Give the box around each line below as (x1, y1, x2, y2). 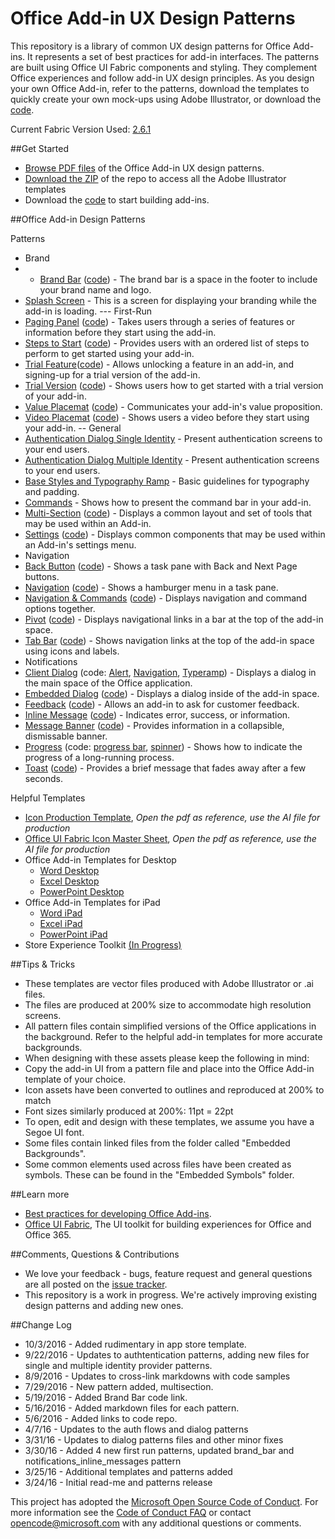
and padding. (24, 485, 80, 497)
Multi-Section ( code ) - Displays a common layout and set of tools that (24, 507, 313, 519)
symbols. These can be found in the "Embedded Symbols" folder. (24, 1168, 295, 1181)
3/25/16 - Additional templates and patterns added (24, 1465, 233, 1477)
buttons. (24, 570, 60, 582)
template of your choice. (24, 1073, 127, 1085)
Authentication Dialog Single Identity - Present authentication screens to (24, 432, 323, 444)
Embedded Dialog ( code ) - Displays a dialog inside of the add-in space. (24, 687, 320, 699)
